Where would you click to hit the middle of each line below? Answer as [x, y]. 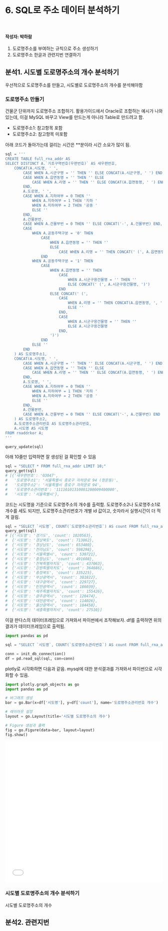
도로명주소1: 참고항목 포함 [37, 128]
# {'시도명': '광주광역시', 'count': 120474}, [51, 596]
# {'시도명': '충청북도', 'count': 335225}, [50, 573]
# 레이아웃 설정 [19, 712]
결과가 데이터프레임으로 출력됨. [35, 626]
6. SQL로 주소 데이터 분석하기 [62, 10]
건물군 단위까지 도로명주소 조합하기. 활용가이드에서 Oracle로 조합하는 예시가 [79, 111]
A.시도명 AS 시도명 [31, 428]
